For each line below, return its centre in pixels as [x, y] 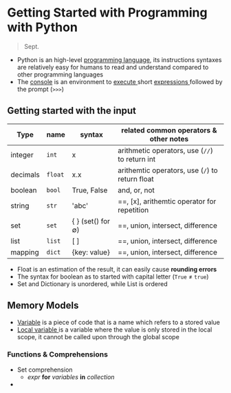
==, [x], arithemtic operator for [167, 201]
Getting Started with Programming [107, 13]
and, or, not [136, 190]
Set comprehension [45, 370]
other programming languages [60, 74]
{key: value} [91, 252]
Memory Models [43, 306]
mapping [25, 252]
